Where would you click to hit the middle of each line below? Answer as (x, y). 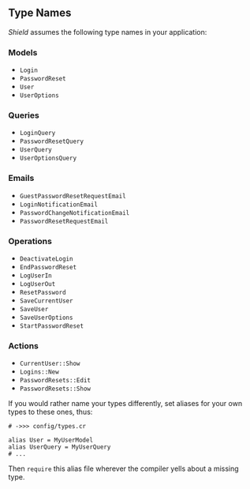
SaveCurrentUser (46, 301)
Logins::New (39, 372)
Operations (30, 241)
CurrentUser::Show (50, 364)
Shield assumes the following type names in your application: (108, 32)
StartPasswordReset (52, 326)
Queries (24, 115)
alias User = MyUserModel (50, 440)
